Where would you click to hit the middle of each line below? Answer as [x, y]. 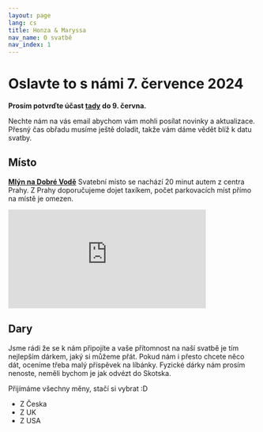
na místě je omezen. [41, 198]
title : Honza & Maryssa [47, 30]
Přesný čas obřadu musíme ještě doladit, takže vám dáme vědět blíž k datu [130, 130]
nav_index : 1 [30, 45]
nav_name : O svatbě [40, 38]
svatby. [20, 138]
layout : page [30, 15]
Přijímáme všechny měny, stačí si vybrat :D [78, 389]
